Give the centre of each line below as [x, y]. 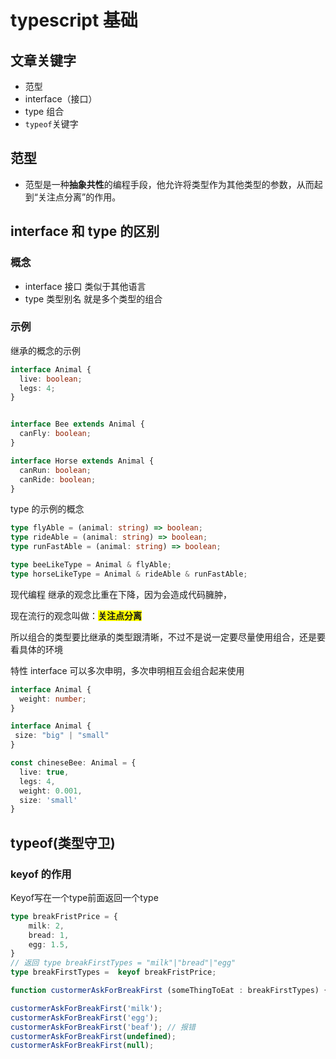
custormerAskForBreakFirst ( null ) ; [82, 1046]
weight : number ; [53, 699]
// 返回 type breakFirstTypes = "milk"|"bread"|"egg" [123, 963]
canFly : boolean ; [55, 434]
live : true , [44, 772]
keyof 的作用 [41, 874]
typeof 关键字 [51, 124]
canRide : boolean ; [58, 479]
